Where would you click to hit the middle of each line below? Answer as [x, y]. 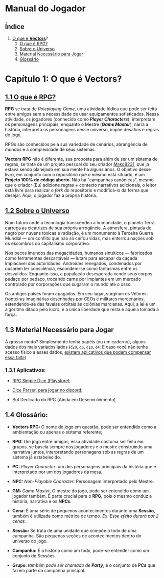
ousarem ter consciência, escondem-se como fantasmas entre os [71, 268]
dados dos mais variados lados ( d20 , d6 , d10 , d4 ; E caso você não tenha [77, 347]
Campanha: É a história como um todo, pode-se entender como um [81, 550]
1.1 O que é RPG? [31, 97]
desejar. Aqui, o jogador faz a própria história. [51, 195]
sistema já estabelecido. [36, 457]
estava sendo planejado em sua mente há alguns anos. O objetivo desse [78, 169]
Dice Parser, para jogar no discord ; [47, 390]
